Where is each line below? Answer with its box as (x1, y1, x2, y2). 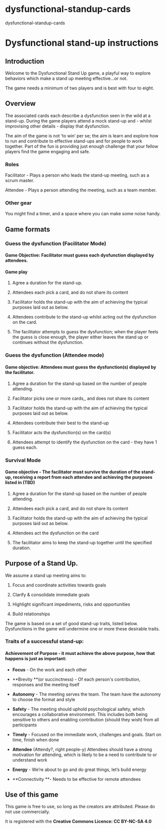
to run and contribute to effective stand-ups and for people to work (5, 138, 142, 144)
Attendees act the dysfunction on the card (12, 530, 99, 536)
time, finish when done (12, 737, 59, 743)
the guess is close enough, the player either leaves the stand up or (12, 334, 149, 340)
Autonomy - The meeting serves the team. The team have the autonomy (12, 691, 161, 697)
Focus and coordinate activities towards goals (12, 582, 107, 588)
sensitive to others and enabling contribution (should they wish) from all (12, 716, 160, 722)
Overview (5, 99, 36, 108)
